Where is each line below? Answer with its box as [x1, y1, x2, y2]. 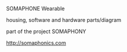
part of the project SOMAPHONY [6, 28, 87, 35]
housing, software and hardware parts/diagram [6, 17, 122, 23]
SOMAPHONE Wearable [6, 5, 65, 12]
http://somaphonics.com [6, 40, 66, 46]
